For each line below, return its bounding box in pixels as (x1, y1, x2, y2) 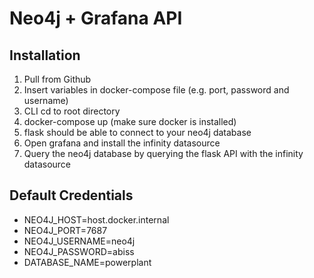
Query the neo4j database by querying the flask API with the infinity (23, 148, 304, 159)
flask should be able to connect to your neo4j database (23, 127, 252, 138)
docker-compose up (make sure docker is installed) (23, 116, 237, 127)
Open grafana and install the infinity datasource (23, 137, 221, 149)
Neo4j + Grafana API (9, 7, 183, 30)
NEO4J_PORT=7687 (23, 224, 108, 236)
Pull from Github (23, 73, 92, 85)
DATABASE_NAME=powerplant (23, 256, 152, 268)
